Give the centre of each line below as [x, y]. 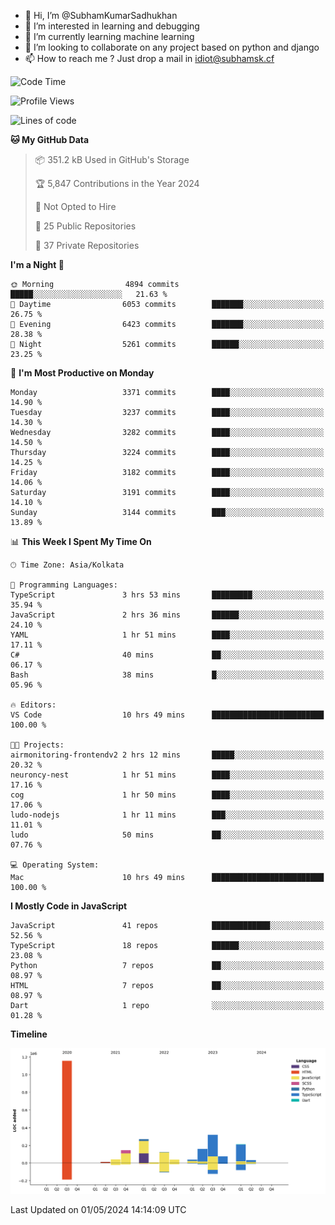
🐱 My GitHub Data [50, 139]
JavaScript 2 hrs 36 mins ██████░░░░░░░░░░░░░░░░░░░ [167, 615]
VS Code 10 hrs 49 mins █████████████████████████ [167, 715]
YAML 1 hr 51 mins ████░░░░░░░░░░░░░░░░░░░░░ [167, 635]
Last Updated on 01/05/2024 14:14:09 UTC [98, 1209]
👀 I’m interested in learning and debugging [112, 26]
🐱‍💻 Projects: [37, 745]
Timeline [29, 1034]
